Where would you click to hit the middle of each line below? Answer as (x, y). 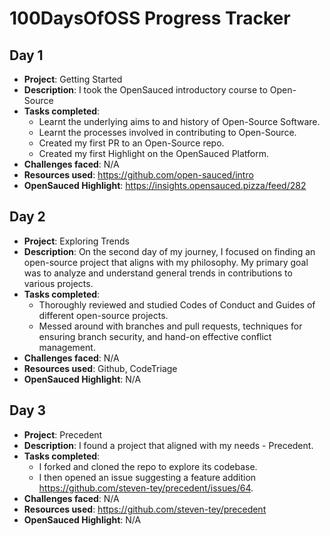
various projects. (58, 283)
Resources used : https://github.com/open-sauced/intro (138, 175)
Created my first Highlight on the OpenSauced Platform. (154, 153)
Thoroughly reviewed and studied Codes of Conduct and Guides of (177, 304)
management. (67, 347)
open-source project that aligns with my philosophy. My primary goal (166, 262)
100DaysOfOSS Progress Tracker (150, 18)
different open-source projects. (103, 315)
